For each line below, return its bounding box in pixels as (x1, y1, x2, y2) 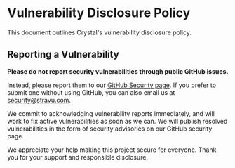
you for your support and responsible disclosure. (7, 153, 149, 161)
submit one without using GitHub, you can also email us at (7, 88, 175, 96)
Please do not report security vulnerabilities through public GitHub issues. (7, 67, 229, 75)
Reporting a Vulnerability (7, 49, 119, 60)
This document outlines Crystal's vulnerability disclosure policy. (7, 28, 192, 37)
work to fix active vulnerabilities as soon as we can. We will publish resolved (7, 117, 228, 125)
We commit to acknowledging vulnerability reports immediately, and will (7, 109, 215, 117)
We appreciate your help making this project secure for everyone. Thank (7, 146, 217, 154)
